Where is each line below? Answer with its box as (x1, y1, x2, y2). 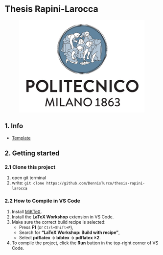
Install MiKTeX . (11, 209, 42, 214)
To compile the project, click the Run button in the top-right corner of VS (11, 240, 159, 246)
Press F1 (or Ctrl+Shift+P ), (19, 224, 74, 230)
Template (11, 135, 31, 140)
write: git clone (11, 180, 45, 186)
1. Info (4, 122, 23, 130)
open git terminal (11, 175, 46, 181)
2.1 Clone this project (4, 164, 56, 171)
